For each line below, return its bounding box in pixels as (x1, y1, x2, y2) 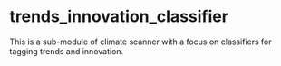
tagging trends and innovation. (9, 45, 124, 56)
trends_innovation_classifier (9, 6, 229, 27)
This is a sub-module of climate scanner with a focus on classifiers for (9, 36, 272, 47)
